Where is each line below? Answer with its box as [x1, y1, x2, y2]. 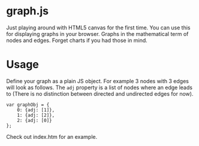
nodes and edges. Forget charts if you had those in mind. [6, 36, 148, 44]
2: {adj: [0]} [17, 117, 52, 123]
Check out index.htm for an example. [6, 133, 98, 140]
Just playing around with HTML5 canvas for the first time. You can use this [6, 24, 191, 31]
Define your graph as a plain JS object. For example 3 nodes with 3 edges [6, 77, 189, 84]
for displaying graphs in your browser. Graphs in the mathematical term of [6, 30, 189, 37]
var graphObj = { [6, 102, 50, 108]
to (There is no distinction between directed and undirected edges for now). [6, 90, 194, 97]
